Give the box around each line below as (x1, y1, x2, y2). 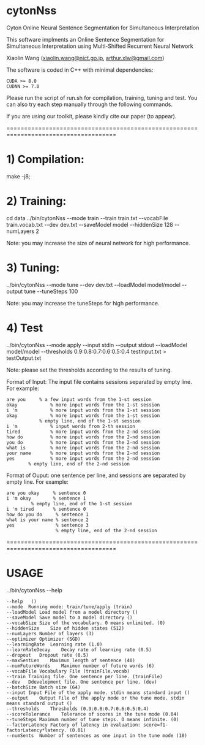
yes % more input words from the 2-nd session (6, 455, 160, 462)
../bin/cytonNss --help (6, 586, 62, 594)
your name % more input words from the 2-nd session (6, 450, 160, 456)
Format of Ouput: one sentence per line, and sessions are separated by (6, 472, 186, 479)
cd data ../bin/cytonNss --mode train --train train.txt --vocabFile (6, 214, 168, 221)
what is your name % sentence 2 (6, 516, 89, 523)
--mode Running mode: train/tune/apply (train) (6, 603, 133, 610)
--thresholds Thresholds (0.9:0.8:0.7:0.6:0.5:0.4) (6, 706, 149, 712)
